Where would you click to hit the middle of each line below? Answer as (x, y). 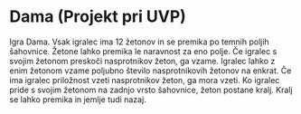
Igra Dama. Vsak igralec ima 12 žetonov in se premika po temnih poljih (139, 42)
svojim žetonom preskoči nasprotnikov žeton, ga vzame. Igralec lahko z (142, 61)
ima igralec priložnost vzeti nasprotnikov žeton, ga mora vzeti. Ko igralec (145, 80)
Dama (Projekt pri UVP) (98, 17)
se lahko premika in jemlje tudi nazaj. (78, 99)
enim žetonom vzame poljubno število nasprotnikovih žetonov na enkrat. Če (150, 71)
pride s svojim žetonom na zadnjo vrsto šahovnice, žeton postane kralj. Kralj (151, 90)
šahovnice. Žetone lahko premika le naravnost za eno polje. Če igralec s (143, 51)
